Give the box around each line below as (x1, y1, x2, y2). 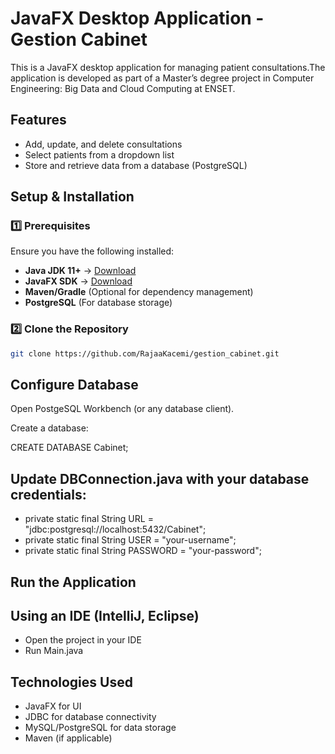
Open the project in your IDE (24, 634, 142, 646)
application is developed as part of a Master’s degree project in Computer (10, 72, 315, 84)
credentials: (10, 486, 87, 503)
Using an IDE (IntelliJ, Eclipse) (10, 608, 200, 625)
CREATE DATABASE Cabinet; (10, 442, 129, 454)
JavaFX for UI (24, 700, 82, 712)
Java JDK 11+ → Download (24, 265, 137, 277)
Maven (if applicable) (24, 732, 113, 744)
